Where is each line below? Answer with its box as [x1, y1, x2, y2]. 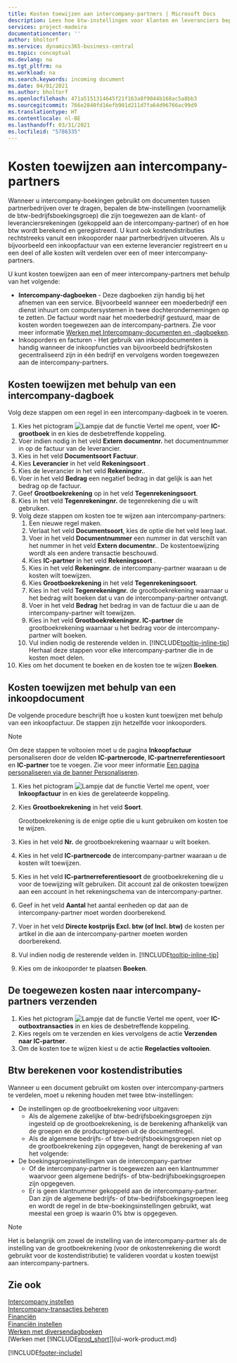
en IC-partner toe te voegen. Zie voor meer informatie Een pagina [8, 760, 200, 769]
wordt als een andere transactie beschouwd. [28, 549, 158, 558]
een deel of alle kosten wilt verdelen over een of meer [8, 249, 165, 257]
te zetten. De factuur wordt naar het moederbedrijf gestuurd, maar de [18, 314, 220, 322]
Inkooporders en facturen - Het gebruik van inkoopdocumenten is [18, 335, 209, 345]
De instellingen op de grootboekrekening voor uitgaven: [18, 1104, 180, 1113]
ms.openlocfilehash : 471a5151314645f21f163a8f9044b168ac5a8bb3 [8, 96, 198, 103]
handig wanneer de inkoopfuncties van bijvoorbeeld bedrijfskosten [18, 343, 213, 352]
